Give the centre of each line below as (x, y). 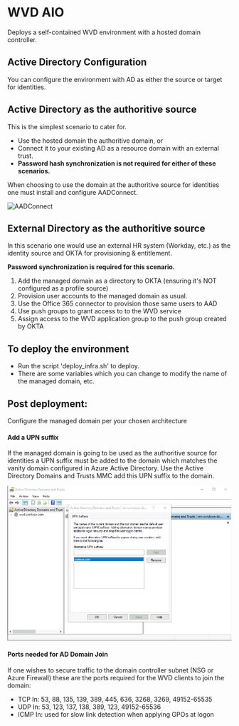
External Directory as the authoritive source (106, 228)
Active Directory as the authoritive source (102, 110)
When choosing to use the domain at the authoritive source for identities (113, 185)
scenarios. (34, 171)
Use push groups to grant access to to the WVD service (99, 311)
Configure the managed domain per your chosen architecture (97, 421)
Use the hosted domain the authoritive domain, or (90, 141)
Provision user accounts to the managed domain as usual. (102, 296)
